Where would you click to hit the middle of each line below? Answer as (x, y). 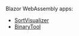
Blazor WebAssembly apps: (39, 9)
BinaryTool (28, 27)
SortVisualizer (31, 20)
